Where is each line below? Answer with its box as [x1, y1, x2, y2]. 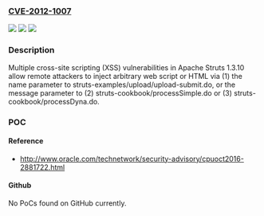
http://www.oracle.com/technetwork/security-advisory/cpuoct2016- [19, 154, 245, 163]
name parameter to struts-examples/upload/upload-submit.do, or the [8, 80, 236, 89]
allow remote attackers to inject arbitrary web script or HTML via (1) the [8, 71, 243, 81]
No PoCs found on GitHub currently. [8, 198, 127, 208]
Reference [8, 136, 44, 146]
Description [8, 45, 55, 56]
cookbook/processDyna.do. [8, 96, 100, 106]
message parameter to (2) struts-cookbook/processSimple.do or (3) [8, 88, 233, 97]
